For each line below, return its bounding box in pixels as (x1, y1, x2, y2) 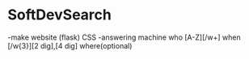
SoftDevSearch (7, 6, 112, 24)
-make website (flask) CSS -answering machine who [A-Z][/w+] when (7, 32, 241, 42)
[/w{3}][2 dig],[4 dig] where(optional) (7, 40, 133, 50)
